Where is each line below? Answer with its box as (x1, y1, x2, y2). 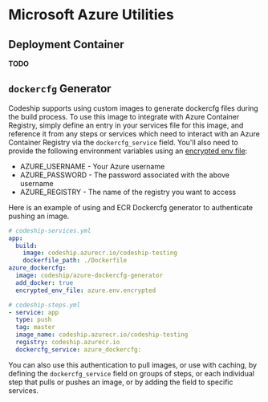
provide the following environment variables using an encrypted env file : (8, 146, 248, 156)
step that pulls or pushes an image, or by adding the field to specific (8, 377, 233, 387)
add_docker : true (15, 278, 74, 286)
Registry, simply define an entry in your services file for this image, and (8, 120, 244, 130)
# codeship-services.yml (8, 226, 91, 234)
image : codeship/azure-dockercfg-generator (15, 271, 163, 280)
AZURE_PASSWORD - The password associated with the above (19, 170, 230, 180)
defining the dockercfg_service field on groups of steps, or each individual (8, 368, 255, 378)
